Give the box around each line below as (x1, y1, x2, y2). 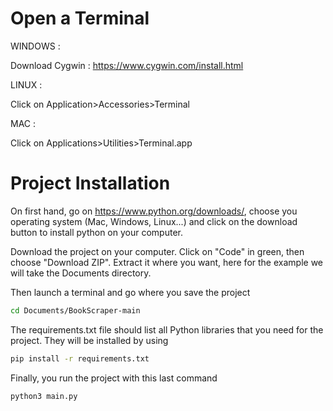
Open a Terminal (10, 7, 150, 30)
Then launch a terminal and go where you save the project (10, 286, 251, 298)
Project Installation (10, 172, 171, 195)
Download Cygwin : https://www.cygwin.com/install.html (10, 59, 244, 71)
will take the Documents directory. (10, 267, 152, 279)
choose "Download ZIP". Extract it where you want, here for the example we (10, 256, 323, 268)
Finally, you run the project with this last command (10, 372, 218, 384)
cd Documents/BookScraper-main (10, 305, 141, 316)
